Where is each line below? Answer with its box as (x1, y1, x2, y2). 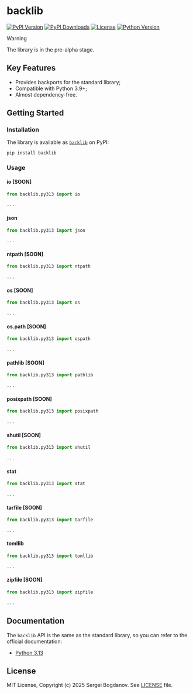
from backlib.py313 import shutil (6, 445, 91, 451)
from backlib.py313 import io (6, 191, 81, 197)
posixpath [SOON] (6, 395, 52, 402)
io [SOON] (6, 178, 32, 185)
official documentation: (6, 638, 63, 645)
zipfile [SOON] (6, 576, 43, 583)
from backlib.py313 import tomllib (6, 553, 94, 559)
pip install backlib (6, 150, 57, 156)
